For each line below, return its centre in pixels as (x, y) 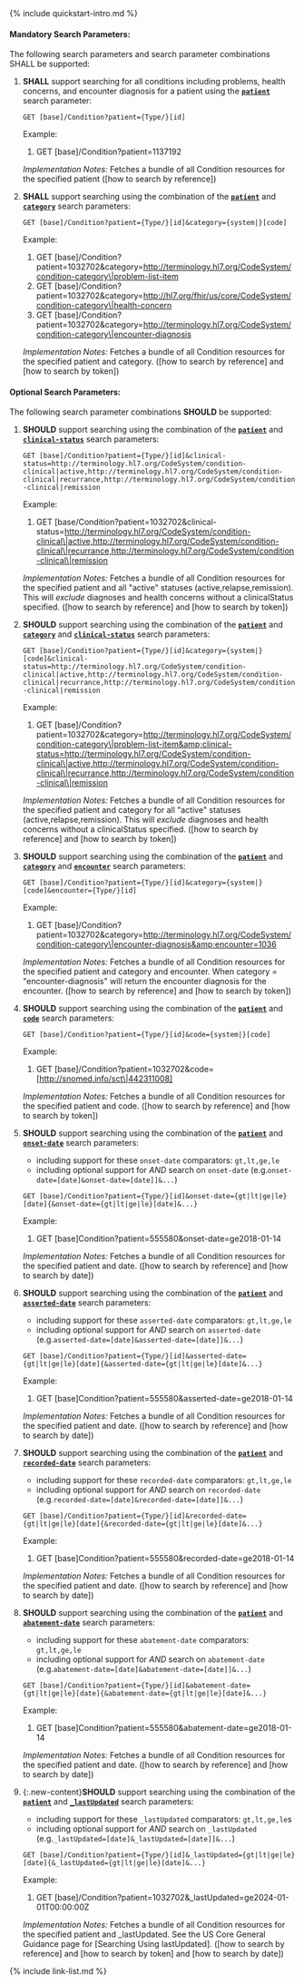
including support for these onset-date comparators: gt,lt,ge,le (157, 1160)
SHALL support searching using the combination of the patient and (149, 197)
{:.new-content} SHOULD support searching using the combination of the (159, 1792)
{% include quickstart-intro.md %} (74, 13)
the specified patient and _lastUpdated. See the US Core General (144, 1934)
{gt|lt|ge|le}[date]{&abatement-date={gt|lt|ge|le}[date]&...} (145, 1694)
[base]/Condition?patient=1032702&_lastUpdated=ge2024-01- (172, 1898)
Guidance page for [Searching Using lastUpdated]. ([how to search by (153, 1944)
